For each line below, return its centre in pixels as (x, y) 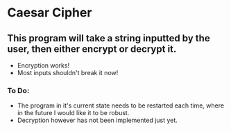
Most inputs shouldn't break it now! (68, 73)
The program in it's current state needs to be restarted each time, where (120, 105)
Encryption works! (43, 65)
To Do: (18, 90)
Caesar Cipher (50, 13)
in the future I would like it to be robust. (73, 113)
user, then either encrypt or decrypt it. (92, 49)
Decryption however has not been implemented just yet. (97, 120)
